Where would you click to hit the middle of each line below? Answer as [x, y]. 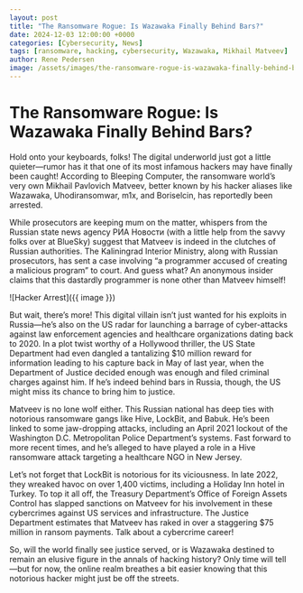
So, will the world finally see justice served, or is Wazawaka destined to [142, 549]
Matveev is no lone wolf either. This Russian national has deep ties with [142, 409]
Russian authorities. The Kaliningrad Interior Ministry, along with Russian [143, 251]
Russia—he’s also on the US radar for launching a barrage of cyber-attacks [149, 324]
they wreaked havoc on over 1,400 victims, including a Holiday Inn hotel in [147, 484]
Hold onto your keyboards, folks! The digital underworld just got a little [140, 157]
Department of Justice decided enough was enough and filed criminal [139, 372]
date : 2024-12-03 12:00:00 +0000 [72, 34]
